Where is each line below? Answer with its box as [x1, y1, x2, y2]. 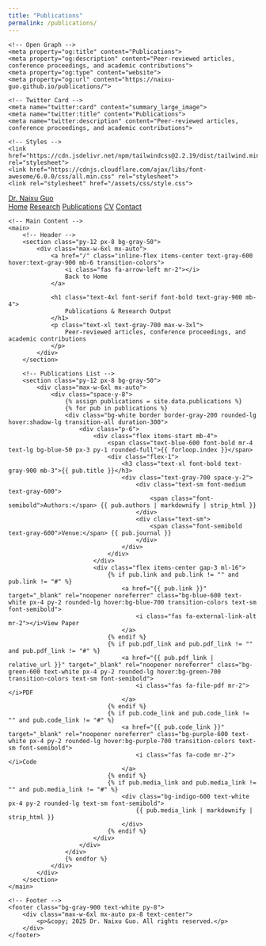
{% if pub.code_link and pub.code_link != [107, 709, 249, 717]
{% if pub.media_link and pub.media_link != [107, 778, 257, 787]
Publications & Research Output [64, 307, 172, 315]
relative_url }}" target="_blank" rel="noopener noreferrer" [8, 661, 215, 669]
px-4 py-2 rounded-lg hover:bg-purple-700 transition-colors [28, 737, 236, 745]
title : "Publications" [8, 11, 83, 20]
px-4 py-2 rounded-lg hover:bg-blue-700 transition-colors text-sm [28, 598, 257, 606]
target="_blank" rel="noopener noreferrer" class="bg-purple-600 [8, 730, 228, 738]
